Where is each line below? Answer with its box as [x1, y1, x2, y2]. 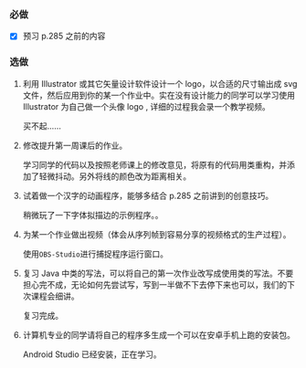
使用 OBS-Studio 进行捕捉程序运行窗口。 [22, 248, 169, 259]
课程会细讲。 [30, 290, 79, 301]
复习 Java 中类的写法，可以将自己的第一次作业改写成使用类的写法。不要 [22, 268, 294, 279]
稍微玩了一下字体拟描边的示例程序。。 [22, 209, 164, 220]
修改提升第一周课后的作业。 [22, 140, 128, 151]
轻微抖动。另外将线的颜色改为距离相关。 [38, 171, 192, 182]
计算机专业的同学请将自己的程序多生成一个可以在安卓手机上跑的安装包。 [22, 329, 295, 340]
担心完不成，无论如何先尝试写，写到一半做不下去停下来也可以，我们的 [22, 279, 288, 289]
